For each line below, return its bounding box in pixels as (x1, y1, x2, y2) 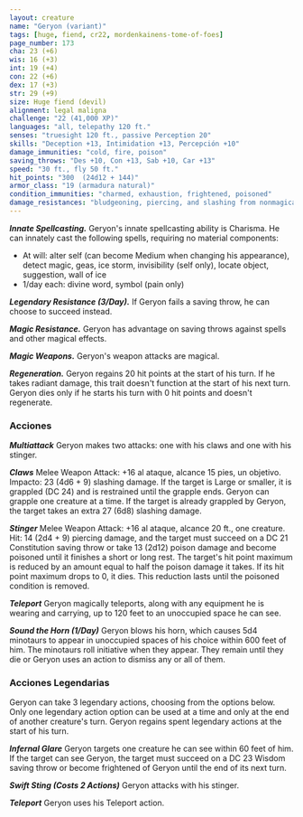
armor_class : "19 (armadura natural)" (9, 182, 155, 191)
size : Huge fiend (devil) (9, 97, 106, 107)
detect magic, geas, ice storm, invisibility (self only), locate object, (22, 259, 269, 270)
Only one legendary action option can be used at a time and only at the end (9, 707, 289, 718)
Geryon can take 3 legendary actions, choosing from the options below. (9, 697, 276, 708)
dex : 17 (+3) (9, 80, 59, 89)
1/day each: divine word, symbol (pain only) (22, 278, 185, 289)
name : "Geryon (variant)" (9, 22, 106, 31)
